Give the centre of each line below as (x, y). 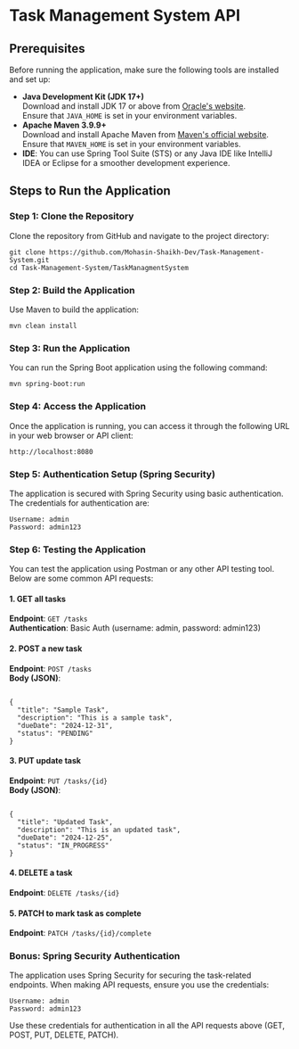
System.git (29, 260)
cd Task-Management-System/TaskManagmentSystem (99, 268)
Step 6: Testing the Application (78, 549)
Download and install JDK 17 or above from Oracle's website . (134, 106)
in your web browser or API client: (71, 435)
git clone (28, 252)
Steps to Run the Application (90, 191)
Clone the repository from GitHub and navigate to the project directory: (139, 235)
